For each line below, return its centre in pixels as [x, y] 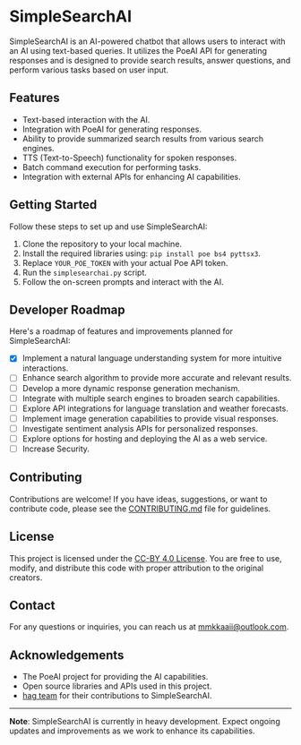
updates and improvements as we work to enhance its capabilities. [132, 731]
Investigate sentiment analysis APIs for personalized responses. [140, 428]
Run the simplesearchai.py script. [85, 272]
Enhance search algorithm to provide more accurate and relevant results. [157, 378]
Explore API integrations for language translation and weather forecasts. [155, 408]
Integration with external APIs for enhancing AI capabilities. [132, 176]
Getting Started [53, 205]
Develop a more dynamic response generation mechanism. [131, 388]
